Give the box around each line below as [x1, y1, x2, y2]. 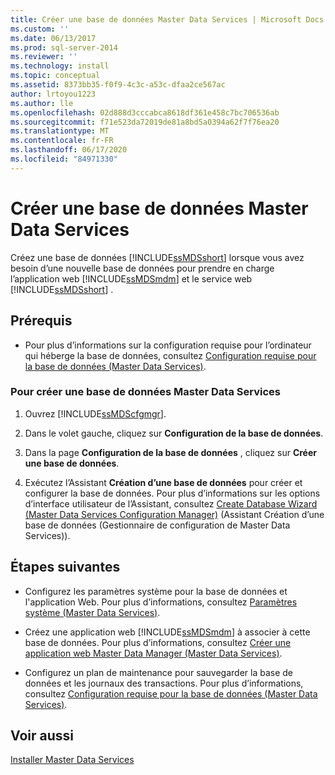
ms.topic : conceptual [10, 71, 101, 81]
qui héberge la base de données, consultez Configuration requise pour [24, 349, 317, 361]
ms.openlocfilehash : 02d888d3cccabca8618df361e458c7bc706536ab [10, 107, 280, 118]
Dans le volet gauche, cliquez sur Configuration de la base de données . [24, 427, 324, 439]
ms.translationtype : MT [10, 126, 110, 136]
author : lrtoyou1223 [10, 89, 97, 99]
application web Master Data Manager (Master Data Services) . [24, 647, 283, 659]
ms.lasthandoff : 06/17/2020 [10, 145, 128, 155]
